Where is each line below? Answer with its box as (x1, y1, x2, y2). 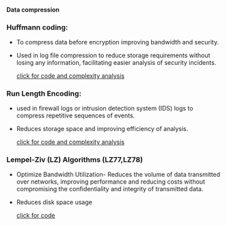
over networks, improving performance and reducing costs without (16, 178, 206, 186)
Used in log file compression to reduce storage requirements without (16, 51, 211, 59)
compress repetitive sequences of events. (16, 111, 135, 119)
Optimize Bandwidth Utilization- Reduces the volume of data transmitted (16, 171, 220, 179)
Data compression (6, 5, 59, 14)
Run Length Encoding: (6, 89, 82, 98)
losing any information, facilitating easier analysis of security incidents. (16, 58, 217, 66)
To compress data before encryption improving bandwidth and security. (16, 38, 219, 46)
